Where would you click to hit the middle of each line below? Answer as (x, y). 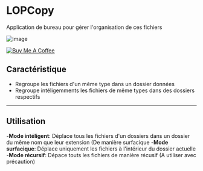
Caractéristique (36, 70)
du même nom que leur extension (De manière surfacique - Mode (87, 142)
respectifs (27, 96)
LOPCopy (30, 11)
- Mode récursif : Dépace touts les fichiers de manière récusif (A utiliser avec (101, 155)
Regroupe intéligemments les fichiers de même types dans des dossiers (105, 90)
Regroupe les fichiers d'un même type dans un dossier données (95, 84)
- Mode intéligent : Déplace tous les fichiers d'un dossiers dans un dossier (98, 135)
